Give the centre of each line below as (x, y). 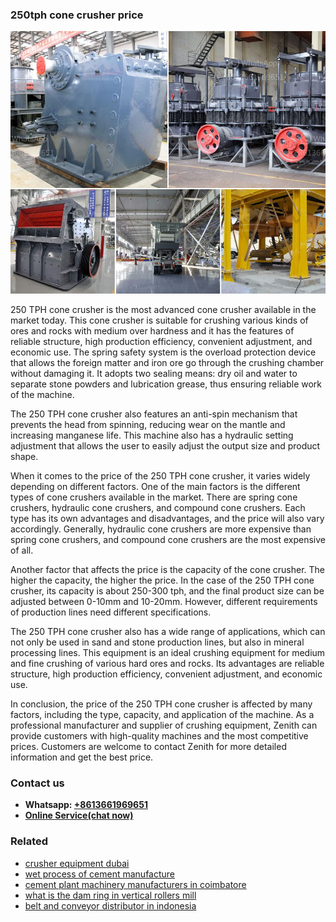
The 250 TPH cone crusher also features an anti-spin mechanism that (154, 414)
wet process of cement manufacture (100, 874)
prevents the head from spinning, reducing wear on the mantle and (148, 424)
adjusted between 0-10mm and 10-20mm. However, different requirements (164, 601)
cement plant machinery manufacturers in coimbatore (135, 884)
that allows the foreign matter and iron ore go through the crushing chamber (167, 362)
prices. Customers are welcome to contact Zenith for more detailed (148, 746)
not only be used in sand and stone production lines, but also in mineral (157, 642)
